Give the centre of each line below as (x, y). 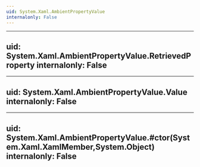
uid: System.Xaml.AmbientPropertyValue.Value (97, 92)
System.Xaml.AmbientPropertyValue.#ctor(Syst (98, 138)
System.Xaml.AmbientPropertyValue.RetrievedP (99, 56)
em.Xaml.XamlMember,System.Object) (80, 147)
